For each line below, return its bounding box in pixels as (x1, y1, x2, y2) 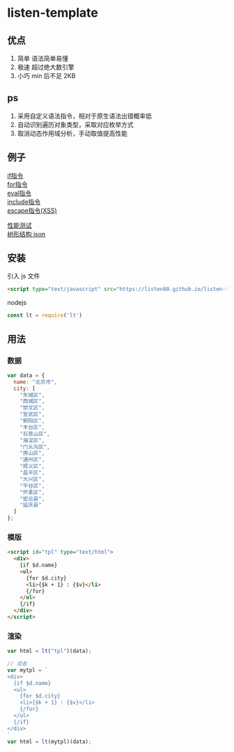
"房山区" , (19, 450, 45, 457)
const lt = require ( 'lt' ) (7, 312, 82, 319)
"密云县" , (19, 495, 45, 502)
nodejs (7, 299, 27, 307)
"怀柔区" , (19, 488, 45, 496)
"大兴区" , (19, 476, 45, 483)
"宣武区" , (19, 411, 45, 418)
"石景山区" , (19, 430, 50, 437)
